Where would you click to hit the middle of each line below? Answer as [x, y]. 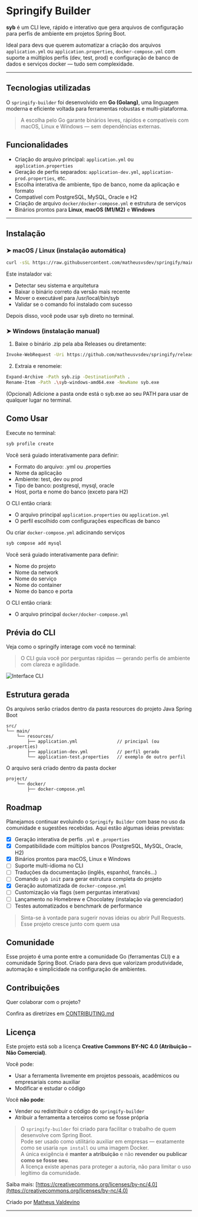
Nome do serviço [36, 579]
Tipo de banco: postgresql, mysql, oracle [65, 485]
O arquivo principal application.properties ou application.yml [92, 514]
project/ [17, 779]
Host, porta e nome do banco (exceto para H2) [71, 492]
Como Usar [27, 419]
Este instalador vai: [29, 274]
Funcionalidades [37, 145]
